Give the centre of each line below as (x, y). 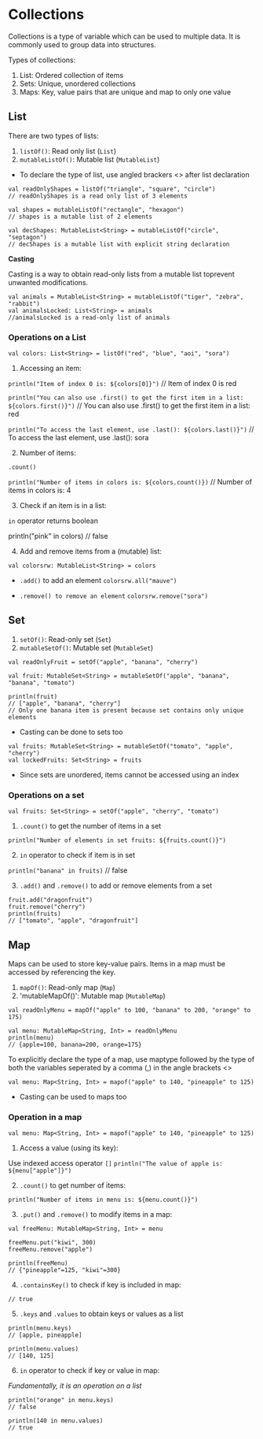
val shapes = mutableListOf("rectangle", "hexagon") (96, 210)
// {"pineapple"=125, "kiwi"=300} (65, 1270)
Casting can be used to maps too (73, 1096)
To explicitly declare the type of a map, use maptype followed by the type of (131, 1059)
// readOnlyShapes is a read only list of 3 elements (98, 196)
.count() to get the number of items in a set (90, 826)
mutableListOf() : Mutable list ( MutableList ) (89, 159)
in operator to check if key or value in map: (89, 1370)
